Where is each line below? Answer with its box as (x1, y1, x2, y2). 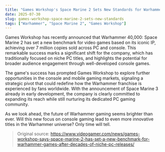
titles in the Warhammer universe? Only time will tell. (5, 122, 111, 127)
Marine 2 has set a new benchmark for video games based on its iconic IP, (5, 40, 156, 46)
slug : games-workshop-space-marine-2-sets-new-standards (5, 16, 124, 21)
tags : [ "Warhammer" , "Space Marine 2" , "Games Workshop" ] (5, 21, 126, 26)
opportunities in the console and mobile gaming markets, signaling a (5, 75, 143, 81)
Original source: (17, 131, 50, 137)
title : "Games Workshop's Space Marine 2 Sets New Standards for (5, 7, 141, 12)
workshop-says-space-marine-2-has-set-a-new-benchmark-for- (17, 136, 150, 142)
